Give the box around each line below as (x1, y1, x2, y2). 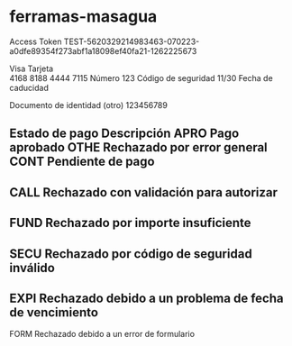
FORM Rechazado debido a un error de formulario (9, 329, 196, 340)
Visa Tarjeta (9, 63, 54, 74)
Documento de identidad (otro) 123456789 (9, 99, 169, 110)
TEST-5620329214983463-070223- (63, 36, 200, 47)
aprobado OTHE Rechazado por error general (9, 140, 268, 155)
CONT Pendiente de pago (9, 154, 155, 169)
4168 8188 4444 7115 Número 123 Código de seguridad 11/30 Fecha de (9, 72, 273, 83)
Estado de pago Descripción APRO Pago (9, 126, 240, 141)
